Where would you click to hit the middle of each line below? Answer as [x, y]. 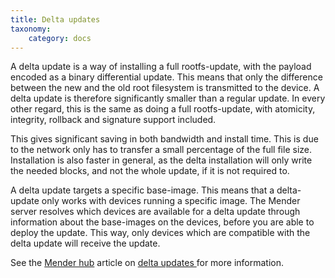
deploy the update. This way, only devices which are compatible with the [160, 233]
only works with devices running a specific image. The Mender [171, 201]
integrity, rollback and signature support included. [113, 120]
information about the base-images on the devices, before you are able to [162, 222]
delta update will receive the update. [85, 243]
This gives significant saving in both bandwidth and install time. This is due [164, 139]
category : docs [60, 38]
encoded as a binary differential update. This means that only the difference [166, 77]
